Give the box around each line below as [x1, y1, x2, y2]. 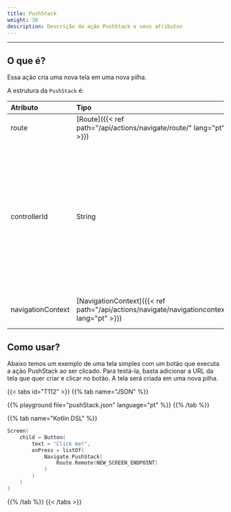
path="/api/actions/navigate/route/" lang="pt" [76, 123, 225, 133]
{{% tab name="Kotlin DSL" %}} [7, 414, 98, 422]
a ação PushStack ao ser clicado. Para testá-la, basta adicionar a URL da [7, 367, 214, 375]
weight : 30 [7, 17, 38, 23]
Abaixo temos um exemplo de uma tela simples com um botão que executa [7, 360, 220, 367]
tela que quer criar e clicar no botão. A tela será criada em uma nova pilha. [7, 374, 219, 382]
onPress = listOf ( [32, 447, 85, 453]
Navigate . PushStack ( [43, 453, 103, 460]
